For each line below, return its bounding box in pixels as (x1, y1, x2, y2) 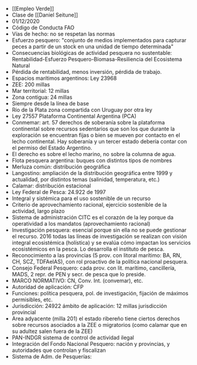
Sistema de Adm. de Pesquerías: (11, 353, 92, 360)
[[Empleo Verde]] (11, 5, 55, 12)
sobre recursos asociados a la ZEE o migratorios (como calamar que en (11, 322, 187, 328)
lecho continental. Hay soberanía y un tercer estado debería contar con (11, 138, 187, 145)
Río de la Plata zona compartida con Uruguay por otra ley (11, 107, 153, 113)
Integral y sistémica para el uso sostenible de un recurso (11, 195, 151, 202)
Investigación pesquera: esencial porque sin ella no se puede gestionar (11, 226, 187, 233)
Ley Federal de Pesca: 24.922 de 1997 (11, 189, 106, 195)
